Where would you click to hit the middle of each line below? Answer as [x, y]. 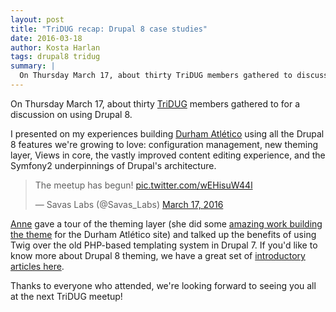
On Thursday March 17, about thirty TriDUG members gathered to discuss [174, 76]
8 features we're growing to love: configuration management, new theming [164, 144]
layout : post [37, 19]
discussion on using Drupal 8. [71, 114]
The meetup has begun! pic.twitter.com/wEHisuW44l [143, 185]
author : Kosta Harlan [55, 47]
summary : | [33, 66]
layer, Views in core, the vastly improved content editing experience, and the [168, 155]
